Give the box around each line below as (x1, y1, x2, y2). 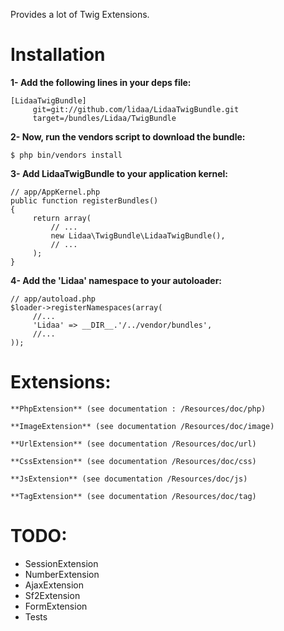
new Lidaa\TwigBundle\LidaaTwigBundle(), (50, 230, 226, 241)
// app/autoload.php (10, 294, 97, 304)
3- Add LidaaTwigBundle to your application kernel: (10, 167, 229, 179)
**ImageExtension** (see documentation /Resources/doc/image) (10, 421, 275, 431)
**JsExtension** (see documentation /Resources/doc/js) (10, 474, 248, 484)
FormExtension (24, 600, 88, 612)
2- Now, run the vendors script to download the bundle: (10, 130, 246, 143)
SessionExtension (24, 557, 99, 569)
